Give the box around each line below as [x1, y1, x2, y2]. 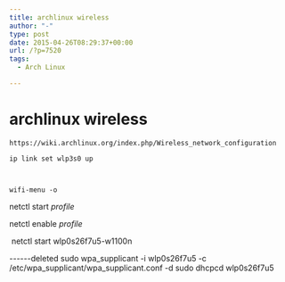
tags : [9, 54, 29, 63]
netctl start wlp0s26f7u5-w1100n [11, 236, 133, 246]
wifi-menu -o [9, 185, 58, 195]
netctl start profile [9, 201, 75, 211]
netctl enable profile [9, 218, 83, 228]
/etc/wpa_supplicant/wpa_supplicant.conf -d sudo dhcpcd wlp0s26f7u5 [9, 262, 274, 273]
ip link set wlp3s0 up [9, 153, 94, 163]
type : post [9, 29, 50, 38]
